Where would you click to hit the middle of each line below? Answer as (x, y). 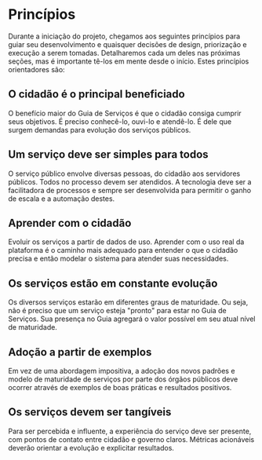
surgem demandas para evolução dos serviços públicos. (100, 130)
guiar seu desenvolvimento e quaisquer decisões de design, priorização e (127, 44)
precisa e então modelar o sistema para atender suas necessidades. (118, 259)
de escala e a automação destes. (62, 199)
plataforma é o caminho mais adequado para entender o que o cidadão (123, 250)
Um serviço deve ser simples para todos (109, 155)
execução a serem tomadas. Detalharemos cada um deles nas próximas (124, 53)
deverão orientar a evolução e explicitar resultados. (91, 447)
